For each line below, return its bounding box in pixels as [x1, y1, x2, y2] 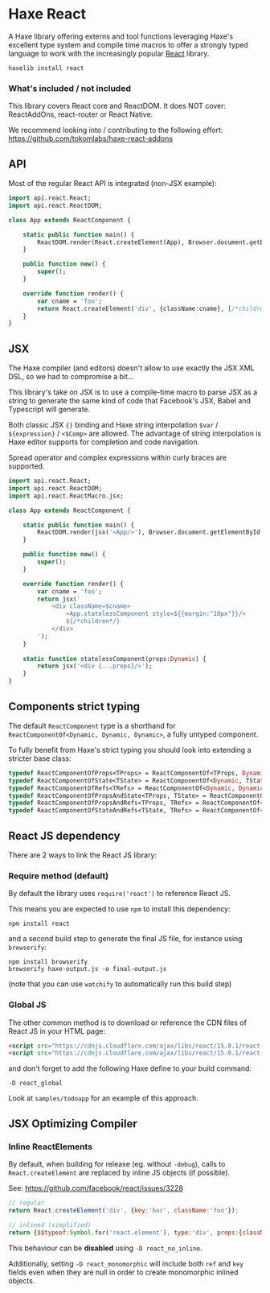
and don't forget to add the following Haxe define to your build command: [8, 1064, 252, 1073]
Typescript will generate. [8, 404, 91, 415]
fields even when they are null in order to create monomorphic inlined [8, 1267, 239, 1277]
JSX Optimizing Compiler [8, 1117, 138, 1130]
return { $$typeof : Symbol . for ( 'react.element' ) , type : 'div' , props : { [8, 1229, 243, 1237]
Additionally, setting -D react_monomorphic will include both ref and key [8, 1258, 243, 1268]
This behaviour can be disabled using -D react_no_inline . [8, 1243, 202, 1253]
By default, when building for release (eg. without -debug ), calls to [8, 1159, 226, 1169]
